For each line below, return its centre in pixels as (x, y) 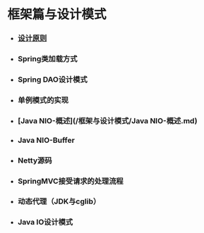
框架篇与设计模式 (57, 14)
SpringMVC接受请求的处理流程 (70, 181)
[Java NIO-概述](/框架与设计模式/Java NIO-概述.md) (107, 120)
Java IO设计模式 (45, 222)
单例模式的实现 (43, 100)
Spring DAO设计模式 (53, 80)
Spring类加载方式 (47, 59)
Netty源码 (35, 160)
